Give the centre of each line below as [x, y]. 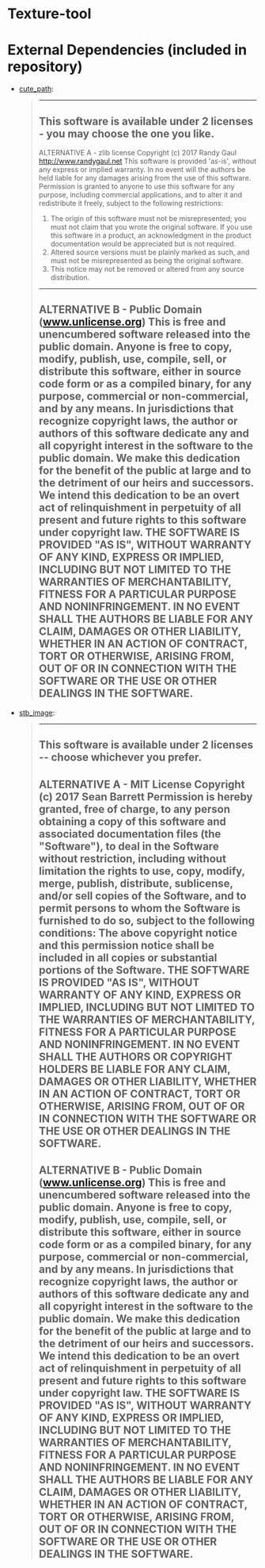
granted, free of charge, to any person [134, 809]
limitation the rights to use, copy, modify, [142, 871]
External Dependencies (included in [127, 50]
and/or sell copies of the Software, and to [142, 896]
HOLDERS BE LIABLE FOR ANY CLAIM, [134, 1069]
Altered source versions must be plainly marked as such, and [150, 252]
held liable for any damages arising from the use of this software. [145, 177]
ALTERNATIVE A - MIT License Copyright [142, 784]
